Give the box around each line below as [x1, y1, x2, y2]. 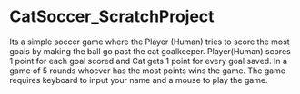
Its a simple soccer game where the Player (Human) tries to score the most [9, 36, 290, 47]
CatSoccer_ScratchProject [9, 6, 215, 27]
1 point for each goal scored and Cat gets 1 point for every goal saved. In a [9, 55, 288, 66]
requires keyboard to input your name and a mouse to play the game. [9, 74, 268, 85]
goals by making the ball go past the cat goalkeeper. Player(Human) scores [9, 45, 291, 56]
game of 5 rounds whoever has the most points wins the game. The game [9, 65, 286, 76]
